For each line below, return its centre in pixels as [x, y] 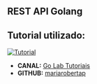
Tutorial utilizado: [46, 35]
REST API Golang [45, 12]
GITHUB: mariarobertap [51, 73]
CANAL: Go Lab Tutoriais [54, 66]
